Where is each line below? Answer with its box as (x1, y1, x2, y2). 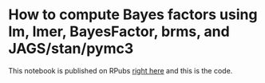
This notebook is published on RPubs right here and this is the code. (8, 65, 233, 75)
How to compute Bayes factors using (8, 6, 258, 24)
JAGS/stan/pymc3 (8, 40, 134, 57)
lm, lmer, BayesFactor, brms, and (8, 22, 230, 41)
